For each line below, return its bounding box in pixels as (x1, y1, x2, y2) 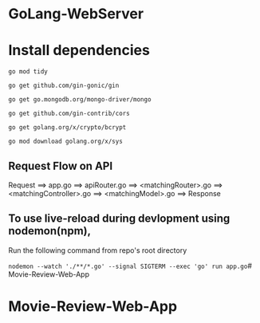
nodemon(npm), (8, 224, 92, 238)
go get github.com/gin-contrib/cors (8, 109, 130, 118)
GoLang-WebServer (8, 5, 144, 23)
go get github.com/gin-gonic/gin (8, 81, 120, 90)
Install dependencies (8, 41, 150, 60)
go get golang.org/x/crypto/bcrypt (8, 124, 127, 132)
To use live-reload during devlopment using (8, 212, 230, 226)
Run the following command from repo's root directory (8, 245, 187, 255)
